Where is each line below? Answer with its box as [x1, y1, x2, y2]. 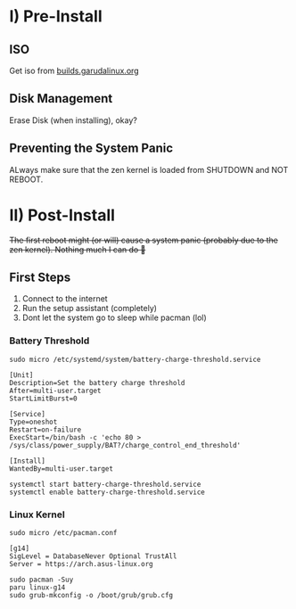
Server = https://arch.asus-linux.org [9, 559, 153, 568]
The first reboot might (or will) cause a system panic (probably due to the [9, 235, 278, 245]
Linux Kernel [9, 508, 65, 521]
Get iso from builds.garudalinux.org [9, 65, 140, 76]
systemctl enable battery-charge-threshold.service [9, 488, 205, 497]
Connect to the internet [21, 293, 109, 304]
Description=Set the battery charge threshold [9, 378, 185, 387]
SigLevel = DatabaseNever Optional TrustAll [9, 551, 177, 561]
